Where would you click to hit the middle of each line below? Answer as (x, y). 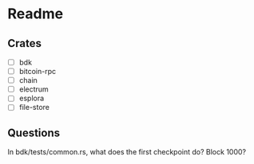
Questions (34, 133)
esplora (32, 98)
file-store (34, 107)
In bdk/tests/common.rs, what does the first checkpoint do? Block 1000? (127, 152)
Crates (24, 43)
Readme (36, 14)
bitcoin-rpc (38, 72)
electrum (34, 89)
